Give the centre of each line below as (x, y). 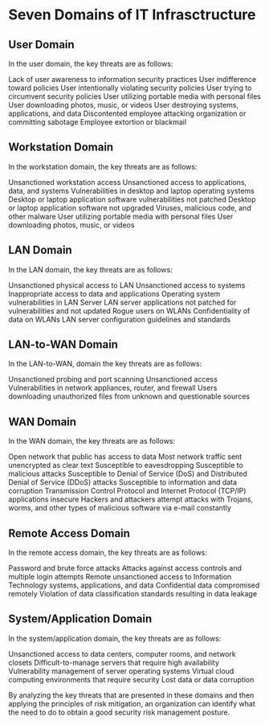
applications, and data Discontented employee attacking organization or (127, 113)
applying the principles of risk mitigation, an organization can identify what (132, 703)
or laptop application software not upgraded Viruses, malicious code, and (130, 207)
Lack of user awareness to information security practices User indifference (132, 79)
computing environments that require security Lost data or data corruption (131, 679)
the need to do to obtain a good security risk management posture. (119, 712)
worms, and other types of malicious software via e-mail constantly (120, 508)
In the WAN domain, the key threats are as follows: (92, 441)
